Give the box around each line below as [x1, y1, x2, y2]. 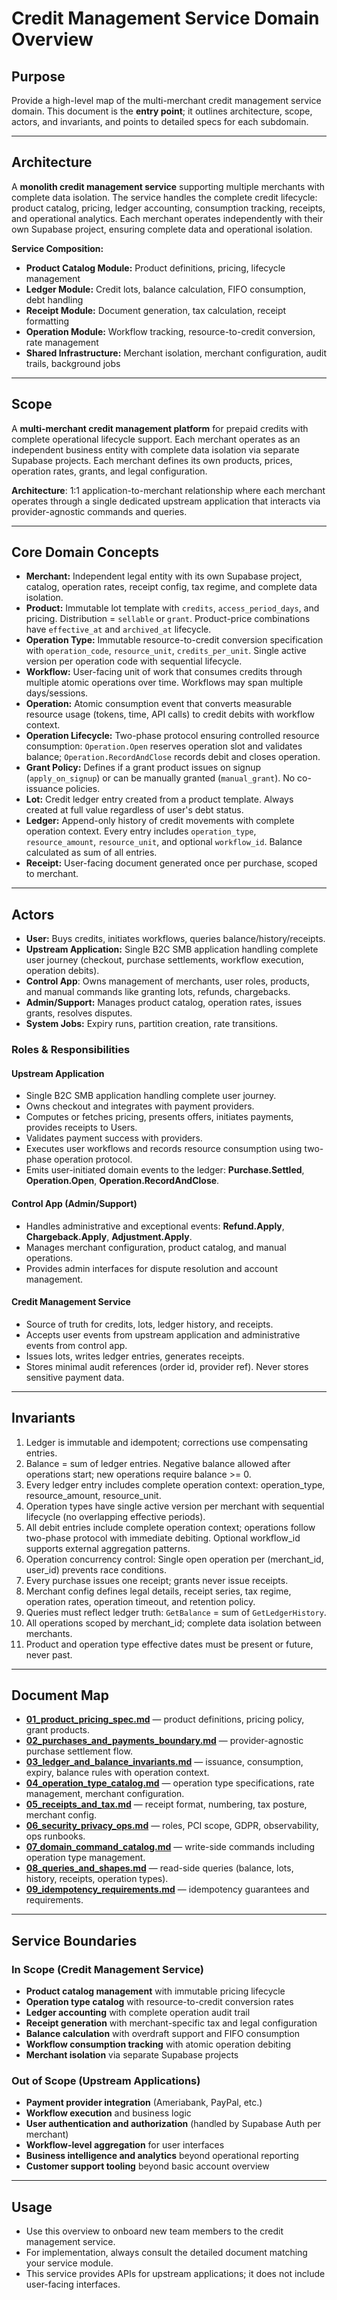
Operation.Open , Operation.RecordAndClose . [25, 1175, 220, 1187]
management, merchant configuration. [25, 1788, 185, 1800]
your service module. [25, 2257, 114, 2269]
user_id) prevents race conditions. [25, 1563, 167, 1576]
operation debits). [25, 965, 100, 977]
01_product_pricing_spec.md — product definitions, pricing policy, [25, 1713, 305, 1726]
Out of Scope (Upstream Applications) [11, 2074, 201, 2088]
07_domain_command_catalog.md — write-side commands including [25, 1841, 316, 1853]
